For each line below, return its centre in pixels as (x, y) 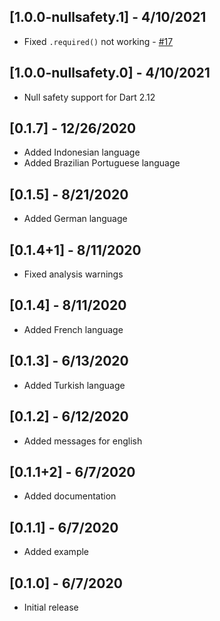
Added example (56, 552)
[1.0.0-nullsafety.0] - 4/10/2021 (110, 73)
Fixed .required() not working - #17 (98, 41)
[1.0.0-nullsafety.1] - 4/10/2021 (108, 17)
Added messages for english (83, 441)
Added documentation (70, 496)
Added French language (73, 329)
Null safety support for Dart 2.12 (89, 97)
